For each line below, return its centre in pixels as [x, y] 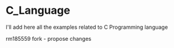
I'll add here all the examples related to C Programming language [87, 27]
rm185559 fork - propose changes [49, 38]
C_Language [38, 10]
